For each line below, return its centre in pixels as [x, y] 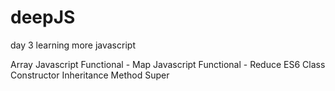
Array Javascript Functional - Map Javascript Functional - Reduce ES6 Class [168, 64]
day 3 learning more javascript [73, 45]
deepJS [43, 17]
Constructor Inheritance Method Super [90, 75]
